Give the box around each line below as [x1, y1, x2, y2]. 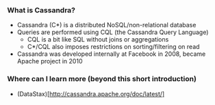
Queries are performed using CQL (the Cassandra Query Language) [16, 28, 209, 36]
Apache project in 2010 [16, 57, 83, 65]
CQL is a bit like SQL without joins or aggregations [27, 35, 169, 44]
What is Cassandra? [7, 5, 76, 15]
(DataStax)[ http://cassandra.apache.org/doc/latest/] [16, 89, 165, 97]
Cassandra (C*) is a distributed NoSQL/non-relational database [16, 21, 197, 29]
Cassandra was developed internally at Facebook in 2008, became [16, 50, 206, 58]
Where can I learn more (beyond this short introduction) [7, 74, 197, 84]
